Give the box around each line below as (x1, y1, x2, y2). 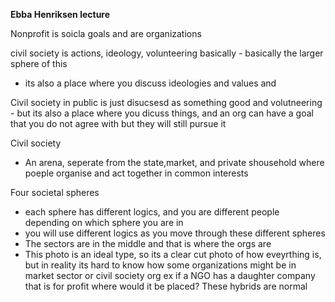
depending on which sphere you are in (24, 217, 184, 228)
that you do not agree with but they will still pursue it (10, 118, 227, 129)
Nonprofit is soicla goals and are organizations (10, 28, 202, 39)
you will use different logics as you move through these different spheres (24, 227, 326, 239)
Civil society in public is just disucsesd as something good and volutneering (10, 97, 323, 108)
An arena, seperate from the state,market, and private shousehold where (24, 157, 325, 168)
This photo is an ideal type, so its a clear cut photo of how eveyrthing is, (24, 249, 322, 260)
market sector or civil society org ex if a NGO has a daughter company (24, 270, 316, 281)
